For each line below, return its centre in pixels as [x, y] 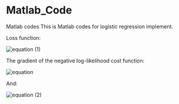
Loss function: [24, 38]
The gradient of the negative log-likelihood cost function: [75, 61]
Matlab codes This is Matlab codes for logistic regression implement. [90, 26]
